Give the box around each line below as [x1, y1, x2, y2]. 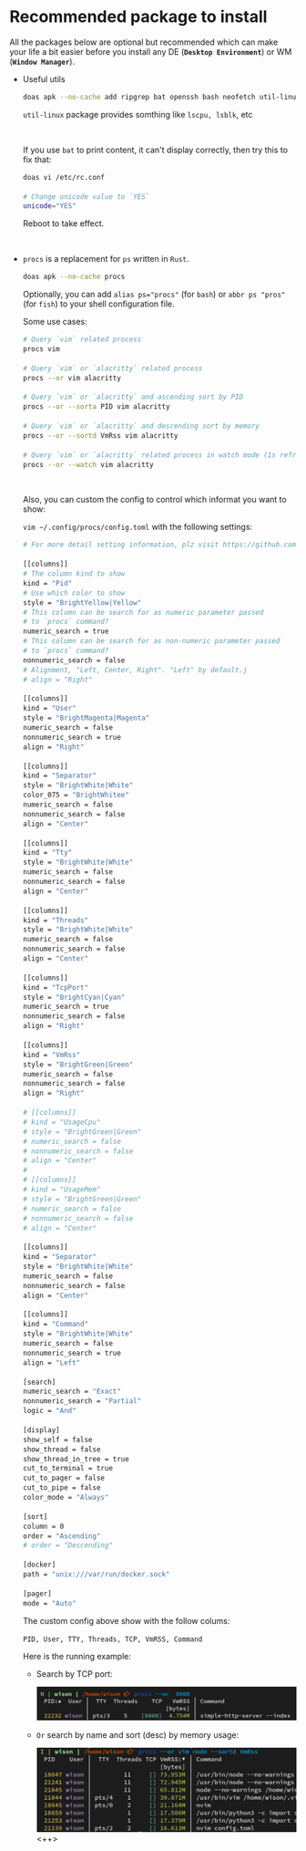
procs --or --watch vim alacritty [22, 460, 154, 469]
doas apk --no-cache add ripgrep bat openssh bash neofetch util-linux [22, 92, 301, 101]
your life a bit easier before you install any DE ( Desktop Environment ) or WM [9, 46, 292, 57]
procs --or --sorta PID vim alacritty [22, 402, 170, 411]
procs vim [22, 345, 61, 354]
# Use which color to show [22, 588, 126, 598]
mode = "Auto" [22, 1598, 76, 1607]
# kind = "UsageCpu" [22, 1118, 101, 1127]
